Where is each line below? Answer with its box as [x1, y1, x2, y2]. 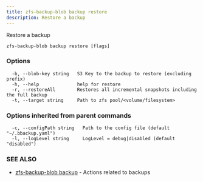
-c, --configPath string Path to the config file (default [12, 125, 170, 131]
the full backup [6, 92, 47, 98]
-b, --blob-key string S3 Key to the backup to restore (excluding [12, 70, 191, 76]
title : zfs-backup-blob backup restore [6, 8, 108, 15]
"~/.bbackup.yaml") [6, 130, 56, 136]
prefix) [6, 76, 26, 82]
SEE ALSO [6, 155, 37, 164]
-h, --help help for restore [12, 81, 121, 87]
